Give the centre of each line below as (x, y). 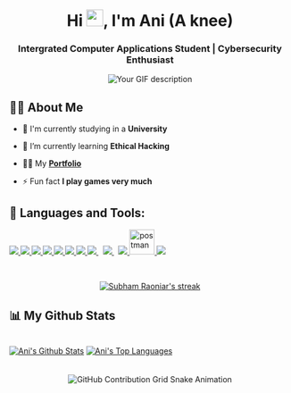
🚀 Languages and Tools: (77, 213)
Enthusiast (150, 60)
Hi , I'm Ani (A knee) (150, 21)
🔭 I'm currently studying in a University (95, 129)
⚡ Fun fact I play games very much (87, 181)
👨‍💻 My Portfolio (52, 163)
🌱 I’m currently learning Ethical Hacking (96, 146)
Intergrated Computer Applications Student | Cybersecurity (150, 49)
